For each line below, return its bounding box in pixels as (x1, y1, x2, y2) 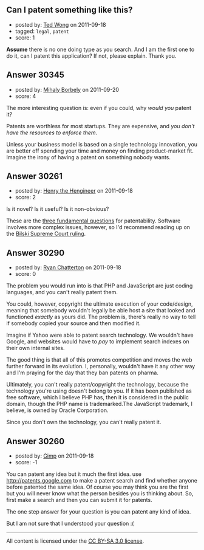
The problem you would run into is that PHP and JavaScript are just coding (6, 282, 193, 289)
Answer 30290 (6, 247, 65, 258)
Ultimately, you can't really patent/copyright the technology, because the (6, 381, 189, 388)
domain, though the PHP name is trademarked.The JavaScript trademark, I (6, 400, 193, 408)
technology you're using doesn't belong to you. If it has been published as (6, 387, 192, 394)
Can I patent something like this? (6, 5, 133, 15)
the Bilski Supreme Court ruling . (6, 230, 86, 238)
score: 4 (15, 92, 36, 100)
